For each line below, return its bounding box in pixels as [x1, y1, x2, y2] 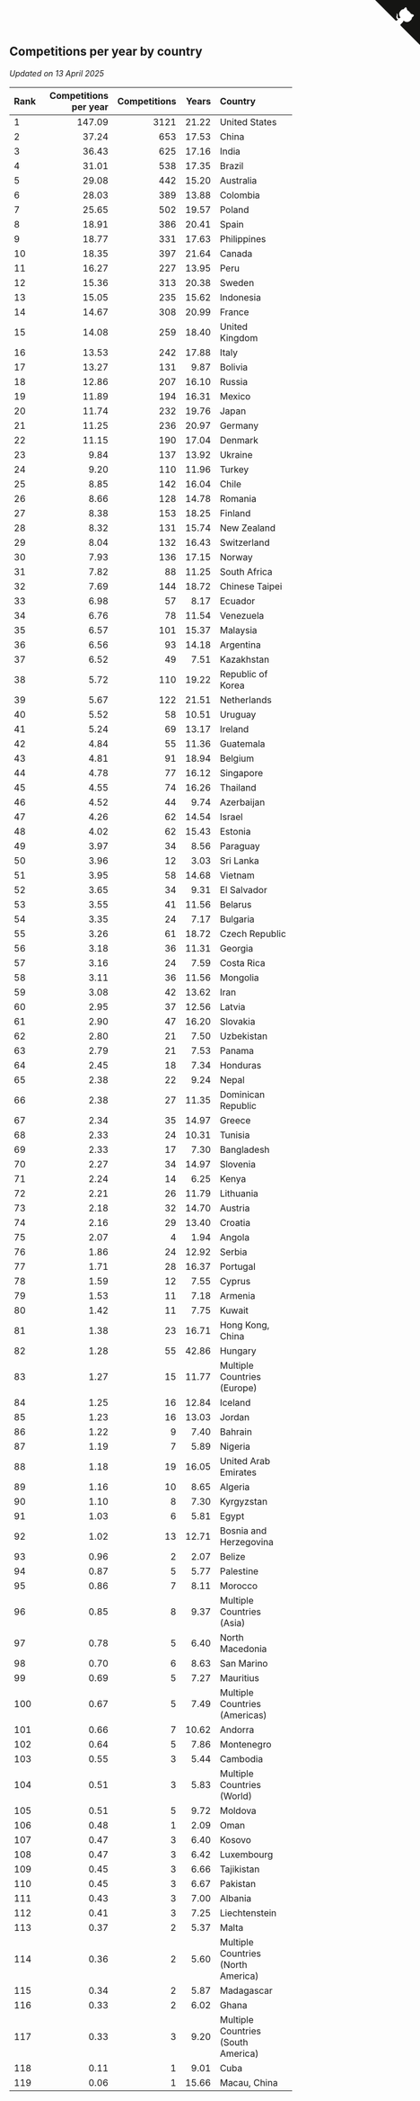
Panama [219, 1044, 254, 1057]
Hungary [219, 1345, 258, 1357]
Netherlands [219, 693, 272, 706]
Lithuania [219, 1187, 258, 1200]
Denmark [219, 434, 258, 446]
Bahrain [219, 1426, 253, 1438]
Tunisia [219, 1129, 250, 1141]
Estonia [219, 825, 251, 837]
